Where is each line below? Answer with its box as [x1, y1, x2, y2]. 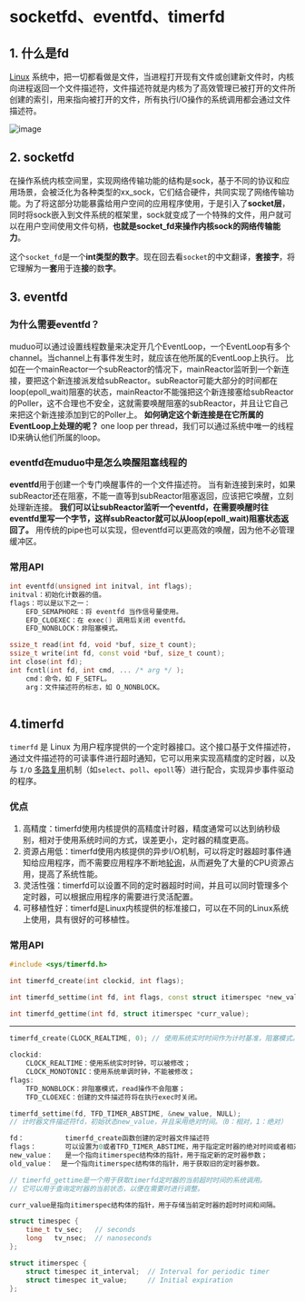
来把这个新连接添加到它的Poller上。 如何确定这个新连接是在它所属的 [9, 409, 264, 420]
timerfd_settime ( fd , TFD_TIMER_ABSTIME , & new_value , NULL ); [9, 1108, 242, 1118]
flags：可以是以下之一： [9, 599, 91, 608]
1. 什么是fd [9, 45, 70, 61]
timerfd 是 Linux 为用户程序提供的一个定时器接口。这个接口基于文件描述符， [9, 741, 296, 752]
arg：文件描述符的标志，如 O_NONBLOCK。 [25, 682, 164, 691]
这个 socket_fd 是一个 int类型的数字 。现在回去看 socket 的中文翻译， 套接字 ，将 [9, 251, 296, 262]
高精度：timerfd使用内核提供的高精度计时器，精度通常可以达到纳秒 [22, 822, 273, 834]
